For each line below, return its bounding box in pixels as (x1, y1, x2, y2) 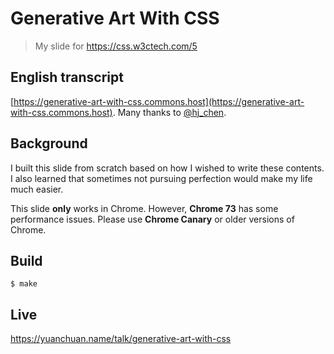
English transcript (10, 69, 124, 86)
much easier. (10, 183, 64, 195)
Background (10, 135, 88, 152)
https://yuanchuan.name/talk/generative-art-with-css (10, 333, 232, 345)
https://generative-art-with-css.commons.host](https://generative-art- (13, 95, 305, 107)
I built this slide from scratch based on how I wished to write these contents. (10, 162, 325, 174)
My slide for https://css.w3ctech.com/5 (34, 40, 198, 52)
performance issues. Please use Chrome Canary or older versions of (10, 213, 295, 225)
